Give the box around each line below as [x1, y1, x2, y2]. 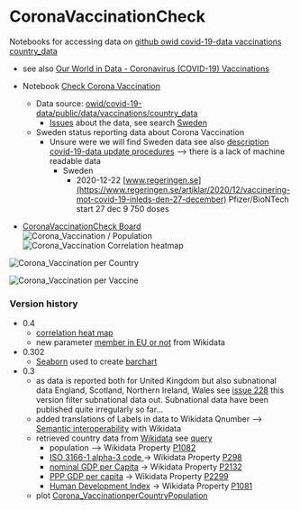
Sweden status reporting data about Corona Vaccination [35, 126, 245, 137]
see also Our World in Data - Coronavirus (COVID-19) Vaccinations [22, 63, 270, 74]
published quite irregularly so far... [35, 404, 164, 415]
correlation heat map [35, 327, 114, 339]
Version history [9, 297, 78, 310]
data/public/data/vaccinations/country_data [35, 107, 198, 118]
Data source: [35, 97, 84, 109]
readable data [49, 155, 102, 166]
